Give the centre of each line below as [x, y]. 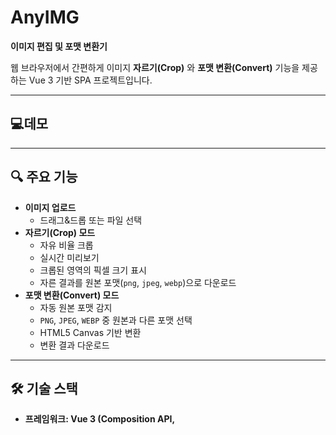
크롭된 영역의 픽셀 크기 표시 [93, 270]
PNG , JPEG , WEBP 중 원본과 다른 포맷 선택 [116, 320]
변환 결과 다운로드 [74, 345]
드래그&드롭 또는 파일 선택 [91, 220]
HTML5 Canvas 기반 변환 [90, 332]
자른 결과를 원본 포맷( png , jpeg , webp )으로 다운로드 [138, 282]
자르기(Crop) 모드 [60, 232]
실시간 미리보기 [69, 257]
